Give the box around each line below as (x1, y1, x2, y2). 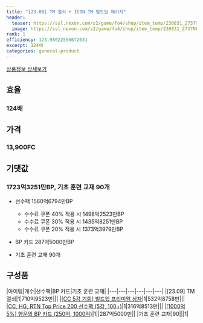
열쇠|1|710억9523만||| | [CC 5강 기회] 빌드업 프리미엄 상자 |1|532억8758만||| (6, 295, 185, 302)
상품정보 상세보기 (6, 65, 47, 72)
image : (11, 25, 28, 32)
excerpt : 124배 (6, 43, 43, 49)
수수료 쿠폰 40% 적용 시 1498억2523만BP (24, 210, 124, 218)
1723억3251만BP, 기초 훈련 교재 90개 (6, 183, 110, 191)
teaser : (11, 20, 31, 26)
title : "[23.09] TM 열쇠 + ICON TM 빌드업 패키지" (6, 8, 126, 15)
